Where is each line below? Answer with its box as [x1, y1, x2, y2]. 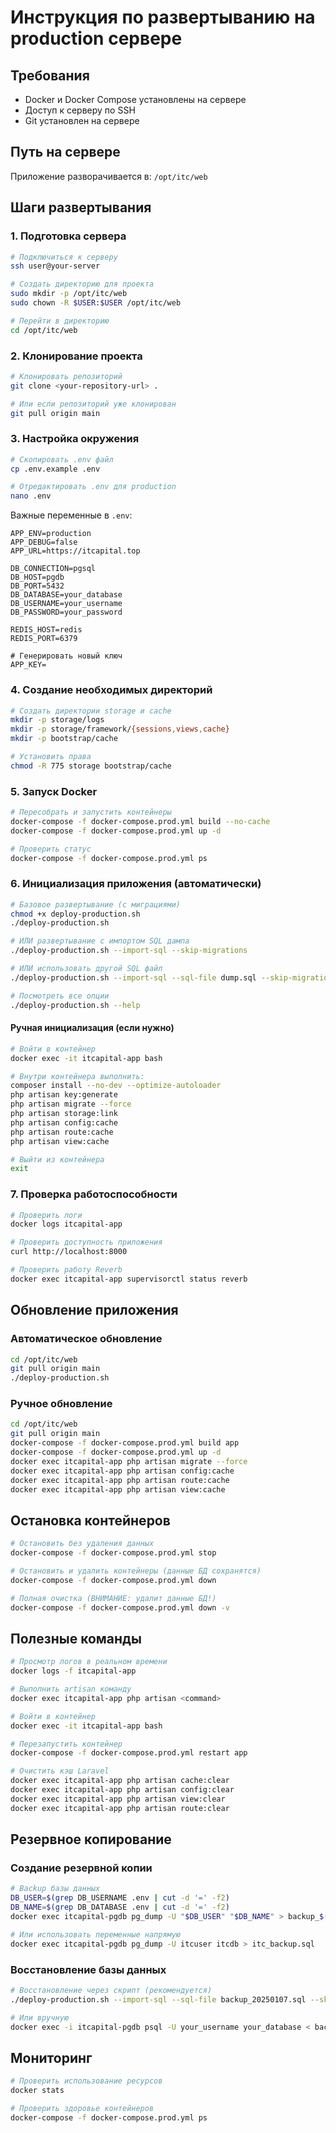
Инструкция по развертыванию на [10, 6, 316, 29]
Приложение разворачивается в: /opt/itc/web [10, 170, 208, 182]
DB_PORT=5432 [10, 581, 65, 591]
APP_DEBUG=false [10, 537, 78, 548]
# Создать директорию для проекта [10, 279, 155, 290]
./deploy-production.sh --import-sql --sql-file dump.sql [10, 972, 257, 983]
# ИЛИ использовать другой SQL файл [10, 964, 163, 974]
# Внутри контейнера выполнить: [10, 1071, 145, 1081]
